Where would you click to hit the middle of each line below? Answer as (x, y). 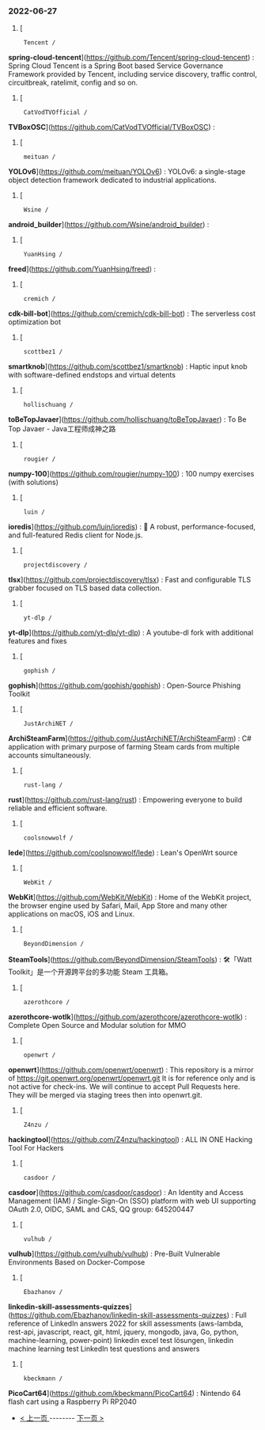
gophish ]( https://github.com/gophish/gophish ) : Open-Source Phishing (125, 685)
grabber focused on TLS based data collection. (85, 588)
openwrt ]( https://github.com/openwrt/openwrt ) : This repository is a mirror (131, 1070)
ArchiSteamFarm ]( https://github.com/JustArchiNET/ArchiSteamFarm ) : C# (130, 738)
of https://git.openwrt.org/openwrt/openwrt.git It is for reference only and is (132, 1079)
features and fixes (38, 641)
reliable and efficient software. (58, 808)
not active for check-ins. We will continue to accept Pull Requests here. (124, 1087)
